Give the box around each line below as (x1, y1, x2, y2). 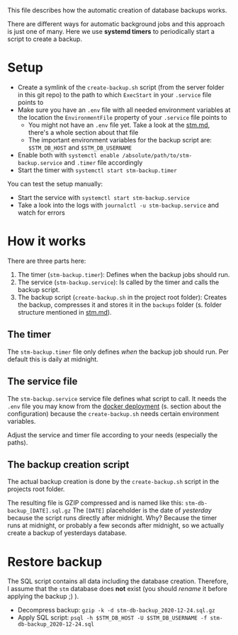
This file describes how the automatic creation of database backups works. (7, 6, 227, 14)
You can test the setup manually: (7, 179, 103, 188)
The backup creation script (7, 459, 130, 471)
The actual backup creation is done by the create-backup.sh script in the (7, 478, 220, 486)
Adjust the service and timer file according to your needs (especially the (7, 430, 218, 439)
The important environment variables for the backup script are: (28, 135, 212, 144)
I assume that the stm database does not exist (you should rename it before (7, 585, 228, 593)
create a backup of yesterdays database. (7, 529, 127, 537)
